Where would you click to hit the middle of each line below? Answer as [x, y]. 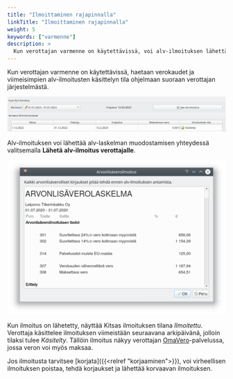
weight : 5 [21, 29]
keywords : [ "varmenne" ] [42, 37]
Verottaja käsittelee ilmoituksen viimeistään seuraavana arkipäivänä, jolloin [114, 332]
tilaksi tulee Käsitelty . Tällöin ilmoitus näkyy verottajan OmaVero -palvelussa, [116, 340]
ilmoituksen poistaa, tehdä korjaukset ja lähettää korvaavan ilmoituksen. [110, 368]
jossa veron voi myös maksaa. [50, 347]
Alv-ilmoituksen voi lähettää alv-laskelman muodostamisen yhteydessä [108, 143]
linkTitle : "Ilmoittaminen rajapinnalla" [68, 22]
